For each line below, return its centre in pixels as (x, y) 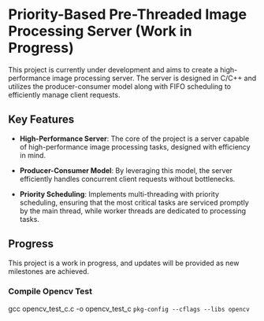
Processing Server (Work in (100, 31)
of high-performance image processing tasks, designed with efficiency (135, 146)
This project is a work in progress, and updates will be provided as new (124, 263)
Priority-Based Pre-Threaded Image (127, 15)
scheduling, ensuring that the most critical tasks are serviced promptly (134, 202)
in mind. (32, 155)
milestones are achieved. (48, 271)
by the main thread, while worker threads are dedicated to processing (133, 211)
